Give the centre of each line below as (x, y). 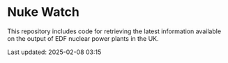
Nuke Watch (44, 12)
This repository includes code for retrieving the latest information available (114, 31)
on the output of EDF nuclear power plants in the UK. (83, 38)
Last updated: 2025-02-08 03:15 (54, 52)
